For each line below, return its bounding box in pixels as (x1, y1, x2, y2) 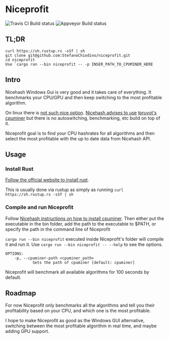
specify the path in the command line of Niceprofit (5, 226, 111, 232)
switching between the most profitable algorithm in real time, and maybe (5, 323, 157, 329)
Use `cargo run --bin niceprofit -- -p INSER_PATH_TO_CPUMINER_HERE (5, 62, 153, 67)
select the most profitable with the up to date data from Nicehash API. (5, 135, 151, 141)
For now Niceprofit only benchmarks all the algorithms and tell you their (5, 303, 155, 309)
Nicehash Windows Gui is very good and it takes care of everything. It (5, 89, 151, 95)
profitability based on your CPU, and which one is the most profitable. (5, 308, 151, 314)
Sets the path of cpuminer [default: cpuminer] (32, 260, 136, 265)
